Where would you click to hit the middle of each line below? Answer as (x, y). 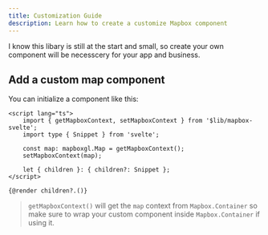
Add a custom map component (87, 80)
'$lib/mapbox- (229, 121)
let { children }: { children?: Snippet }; (97, 170)
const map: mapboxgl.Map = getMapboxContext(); (104, 149)
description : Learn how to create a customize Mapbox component (118, 23)
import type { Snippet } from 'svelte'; (91, 135)
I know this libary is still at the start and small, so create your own (116, 46)
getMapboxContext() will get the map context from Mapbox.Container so (143, 206)
